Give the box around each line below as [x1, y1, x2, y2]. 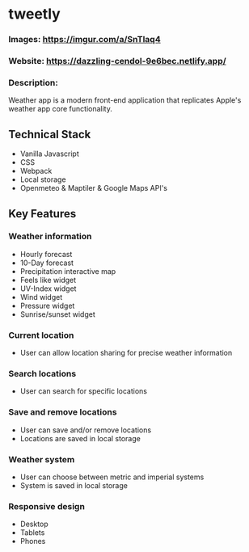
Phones [19, 537, 46, 546]
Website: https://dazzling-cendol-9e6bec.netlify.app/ [8, 56, 226, 67]
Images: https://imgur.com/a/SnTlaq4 [8, 34, 161, 45]
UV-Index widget [19, 284, 77, 293]
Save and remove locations [8, 407, 117, 418]
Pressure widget [19, 301, 75, 310]
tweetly [8, 5, 61, 23]
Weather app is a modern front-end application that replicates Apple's [8, 95, 242, 105]
